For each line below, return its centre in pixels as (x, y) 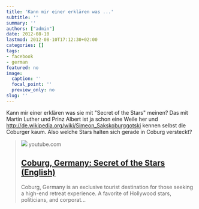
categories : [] (25, 46)
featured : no (22, 68)
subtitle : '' (22, 17)
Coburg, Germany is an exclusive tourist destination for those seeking (107, 187)
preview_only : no (33, 90)
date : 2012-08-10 (28, 34)
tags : (13, 51)
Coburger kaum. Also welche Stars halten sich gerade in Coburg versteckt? (99, 132)
